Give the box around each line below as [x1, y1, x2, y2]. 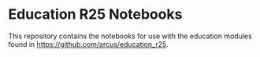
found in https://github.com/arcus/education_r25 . [8, 39, 169, 48]
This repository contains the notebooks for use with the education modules [8, 31, 252, 41]
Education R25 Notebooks [8, 5, 183, 23]
